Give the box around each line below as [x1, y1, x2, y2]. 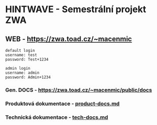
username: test [5, 52, 37, 57]
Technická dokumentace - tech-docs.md [5, 113, 108, 120]
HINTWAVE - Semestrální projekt [5, 4, 146, 15]
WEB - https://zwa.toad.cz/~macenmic [5, 35, 132, 43]
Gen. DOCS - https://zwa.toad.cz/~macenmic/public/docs [5, 86, 152, 93]
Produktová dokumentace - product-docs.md [5, 100, 120, 107]
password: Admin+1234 [5, 75, 51, 80]
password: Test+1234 [5, 57, 49, 62]
